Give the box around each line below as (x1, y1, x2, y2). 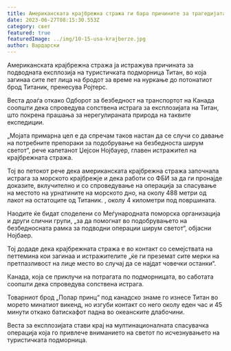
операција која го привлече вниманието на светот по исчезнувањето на (7, 328, 220, 337)
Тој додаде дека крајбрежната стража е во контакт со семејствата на (7, 245, 213, 253)
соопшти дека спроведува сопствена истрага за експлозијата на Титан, (7, 104, 219, 111)
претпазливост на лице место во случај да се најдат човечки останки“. (7, 259, 217, 267)
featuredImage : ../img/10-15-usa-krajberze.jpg (7, 36, 146, 43)
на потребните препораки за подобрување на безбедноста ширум (7, 139, 204, 147)
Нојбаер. (7, 231, 33, 240)
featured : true (7, 29, 51, 36)
